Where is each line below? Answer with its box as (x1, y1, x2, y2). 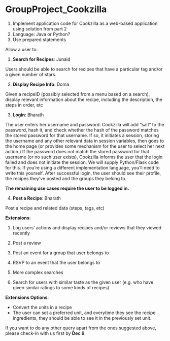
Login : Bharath (12, 112, 44, 118)
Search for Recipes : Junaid (12, 56, 71, 62)
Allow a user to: (5, 46, 38, 52)
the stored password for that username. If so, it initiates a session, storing (5, 132, 159, 138)
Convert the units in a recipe (12, 304, 72, 310)
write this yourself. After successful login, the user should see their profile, (5, 170, 161, 176)
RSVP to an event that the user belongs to (12, 259, 100, 265)
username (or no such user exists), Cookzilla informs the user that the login (5, 154, 163, 160)
